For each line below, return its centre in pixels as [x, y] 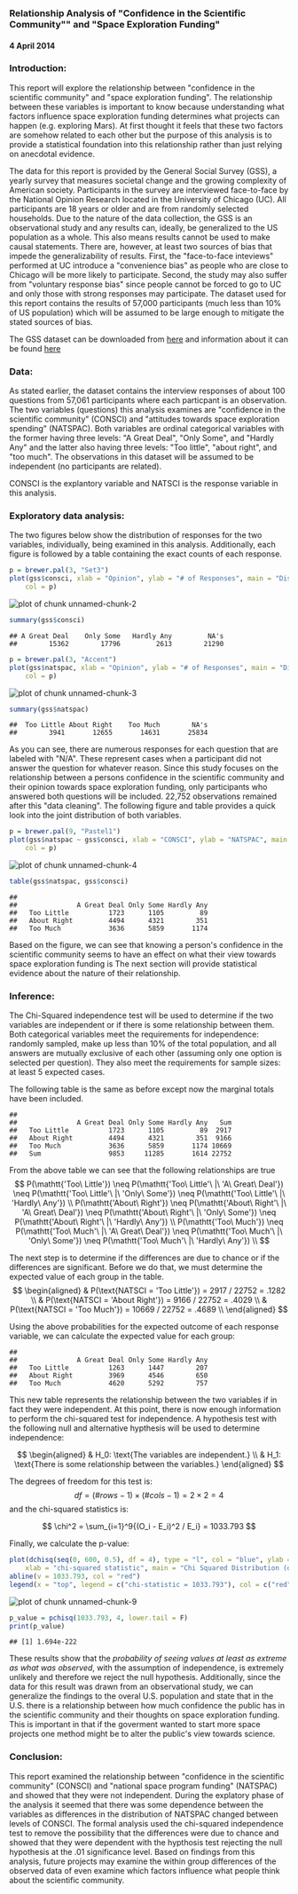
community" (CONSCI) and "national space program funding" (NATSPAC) [143, 1786]
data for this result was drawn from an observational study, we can [131, 1687]
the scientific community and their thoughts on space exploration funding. [145, 1715]
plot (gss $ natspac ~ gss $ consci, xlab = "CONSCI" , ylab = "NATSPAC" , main [149, 840]
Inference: [32, 996]
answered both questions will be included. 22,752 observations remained [143, 796]
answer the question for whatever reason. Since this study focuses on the [144, 768]
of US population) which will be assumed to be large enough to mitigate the [147, 312]
